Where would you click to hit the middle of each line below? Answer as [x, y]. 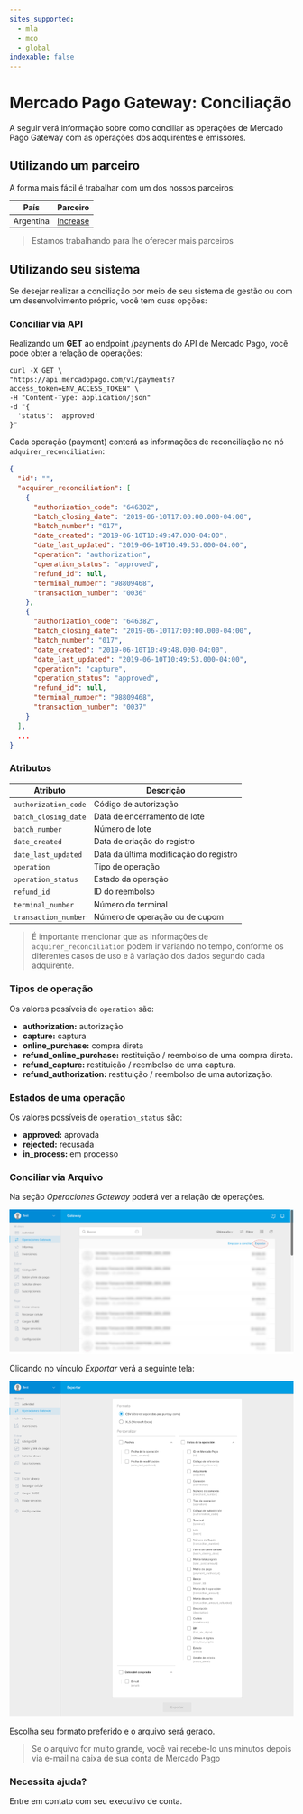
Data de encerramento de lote [149, 816]
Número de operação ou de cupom [158, 916]
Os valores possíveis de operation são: [82, 1009]
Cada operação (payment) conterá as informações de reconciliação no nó [147, 442]
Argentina [31, 220]
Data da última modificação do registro [165, 854]
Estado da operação [131, 879]
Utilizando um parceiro [74, 166]
